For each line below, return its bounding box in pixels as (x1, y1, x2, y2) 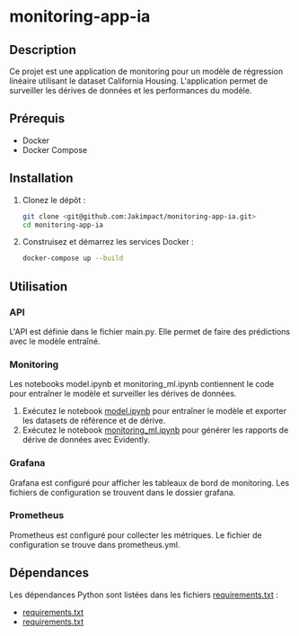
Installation (9, 171, 74, 186)
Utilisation (9, 279, 68, 294)
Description (9, 42, 76, 58)
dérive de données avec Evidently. (22, 434, 151, 445)
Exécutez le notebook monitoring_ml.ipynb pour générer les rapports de (22, 425, 289, 435)
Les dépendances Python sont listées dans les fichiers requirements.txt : (9, 589, 278, 600)
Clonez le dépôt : (22, 194, 86, 205)
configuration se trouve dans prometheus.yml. (9, 539, 181, 550)
